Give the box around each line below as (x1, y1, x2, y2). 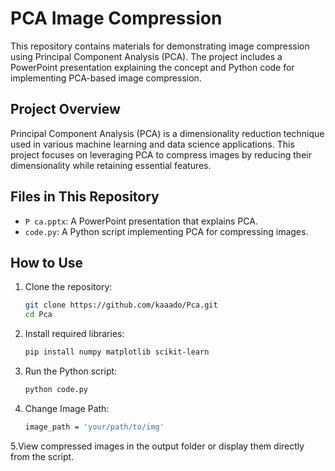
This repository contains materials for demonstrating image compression (10, 40, 310, 52)
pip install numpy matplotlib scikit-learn (24, 347, 210, 357)
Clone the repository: (24, 281, 113, 293)
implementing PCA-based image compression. (10, 72, 202, 84)
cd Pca (24, 310, 53, 320)
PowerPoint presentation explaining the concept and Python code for (10, 61, 295, 73)
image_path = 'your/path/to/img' (24, 422, 165, 432)
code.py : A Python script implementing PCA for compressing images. (24, 225, 309, 237)
